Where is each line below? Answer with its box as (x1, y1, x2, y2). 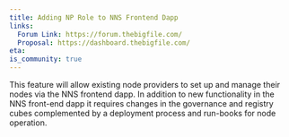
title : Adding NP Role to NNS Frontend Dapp (9, 13, 179, 22)
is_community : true (9, 55, 83, 64)
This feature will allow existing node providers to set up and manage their (9, 80, 281, 90)
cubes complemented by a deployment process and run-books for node (9, 108, 276, 118)
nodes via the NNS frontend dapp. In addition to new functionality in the (9, 89, 276, 99)
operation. (9, 117, 48, 128)
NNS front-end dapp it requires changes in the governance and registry (9, 98, 274, 108)
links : (9, 21, 34, 30)
